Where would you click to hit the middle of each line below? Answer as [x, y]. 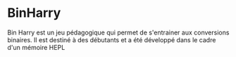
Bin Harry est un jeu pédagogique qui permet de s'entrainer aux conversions [118, 32]
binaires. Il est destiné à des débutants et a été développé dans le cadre [112, 39]
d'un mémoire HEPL [36, 47]
